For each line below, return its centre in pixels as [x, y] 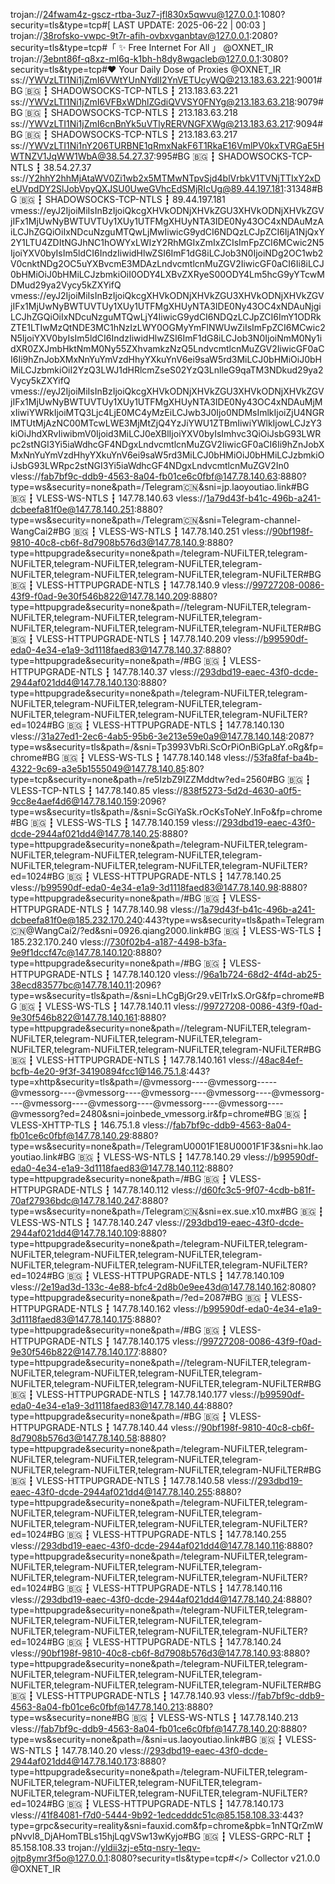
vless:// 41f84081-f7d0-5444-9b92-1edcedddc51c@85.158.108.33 [145, 1815]
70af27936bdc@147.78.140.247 [75, 1200]
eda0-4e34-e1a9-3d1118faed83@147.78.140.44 [107, 1405]
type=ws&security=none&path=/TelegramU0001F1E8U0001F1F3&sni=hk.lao [167, 1146]
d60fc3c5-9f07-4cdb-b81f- [258, 1190]
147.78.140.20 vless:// [105, 1750]
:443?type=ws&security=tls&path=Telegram [233, 920]
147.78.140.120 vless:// [158, 974]
